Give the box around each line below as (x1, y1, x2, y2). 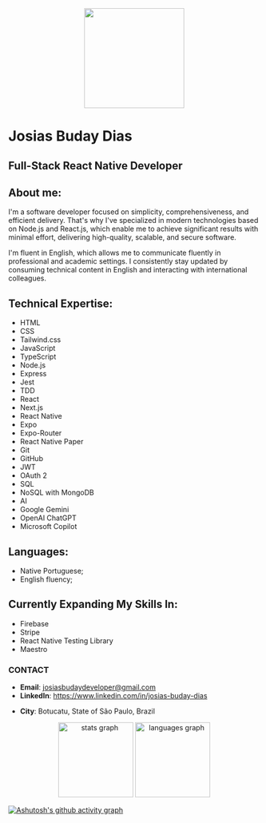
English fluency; (19, 575, 73, 584)
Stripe (19, 627, 40, 637)
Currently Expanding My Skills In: (8, 598, 178, 611)
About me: (8, 185, 62, 199)
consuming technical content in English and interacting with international (8, 265, 248, 275)
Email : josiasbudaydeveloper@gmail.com (19, 682, 156, 692)
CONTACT (8, 664, 50, 675)
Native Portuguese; (19, 567, 84, 576)
